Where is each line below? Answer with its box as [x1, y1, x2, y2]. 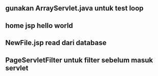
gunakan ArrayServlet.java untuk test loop [5, 4, 144, 13]
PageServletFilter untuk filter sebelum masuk [5, 56, 153, 64]
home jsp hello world [5, 21, 73, 30]
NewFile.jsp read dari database [5, 39, 107, 47]
